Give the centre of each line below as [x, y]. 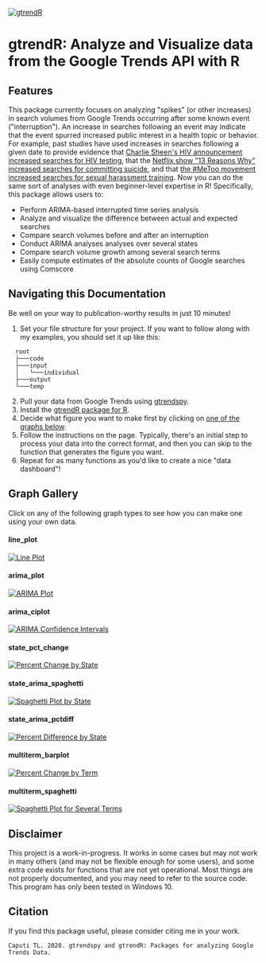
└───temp [30, 386]
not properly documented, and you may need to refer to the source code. [128, 879]
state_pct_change [39, 647]
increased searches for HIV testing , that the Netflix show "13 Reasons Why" [132, 160]
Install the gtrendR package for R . [74, 409]
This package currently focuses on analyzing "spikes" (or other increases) [130, 110]
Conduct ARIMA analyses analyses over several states [109, 244]
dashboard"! [40, 469]
